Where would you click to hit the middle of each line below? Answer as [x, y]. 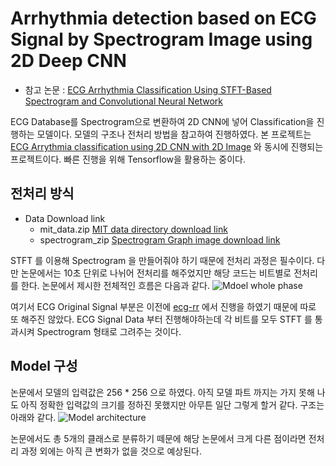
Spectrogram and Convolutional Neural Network [123, 101]
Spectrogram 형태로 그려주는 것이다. [109, 331]
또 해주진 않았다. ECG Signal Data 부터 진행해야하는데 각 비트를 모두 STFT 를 [161, 319]
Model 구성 [44, 366]
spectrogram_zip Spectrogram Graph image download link [160, 239]
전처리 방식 [42, 193]
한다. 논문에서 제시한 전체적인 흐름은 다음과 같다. [115, 285]
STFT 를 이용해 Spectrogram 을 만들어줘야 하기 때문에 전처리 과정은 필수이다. [162, 260]
